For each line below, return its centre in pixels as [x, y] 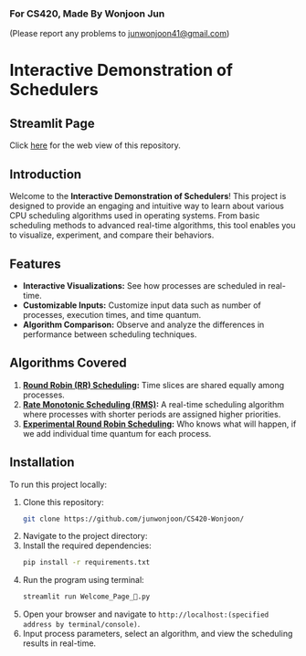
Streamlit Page [52, 123]
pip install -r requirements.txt [86, 563]
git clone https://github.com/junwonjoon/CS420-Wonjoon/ [133, 519]
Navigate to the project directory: [85, 536]
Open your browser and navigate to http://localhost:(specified [146, 614]
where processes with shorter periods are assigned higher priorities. [152, 414]
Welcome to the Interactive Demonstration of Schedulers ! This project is [148, 196]
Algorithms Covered [69, 363]
